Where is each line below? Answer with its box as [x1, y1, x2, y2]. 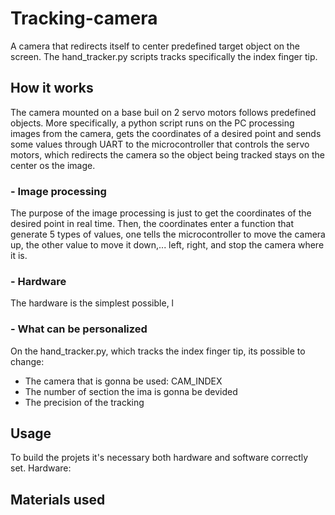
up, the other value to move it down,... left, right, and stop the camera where [10, 239, 325, 251]
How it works [10, 80, 94, 97]
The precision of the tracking [24, 396, 145, 408]
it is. [10, 250, 28, 262]
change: [10, 355, 45, 367]
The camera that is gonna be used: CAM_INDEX [24, 375, 223, 387]
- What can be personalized [10, 322, 148, 336]
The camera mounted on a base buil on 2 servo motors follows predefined [10, 106, 317, 118]
